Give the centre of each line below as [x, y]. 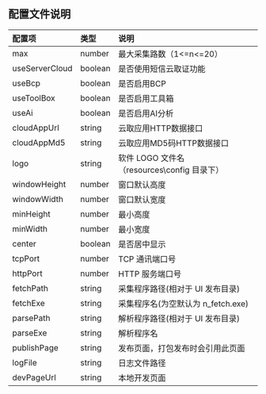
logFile [25, 362]
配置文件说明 [40, 14]
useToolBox [34, 98]
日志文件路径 [142, 363]
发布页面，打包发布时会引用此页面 [182, 348]
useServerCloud [42, 68]
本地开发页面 [142, 377]
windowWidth [38, 199]
